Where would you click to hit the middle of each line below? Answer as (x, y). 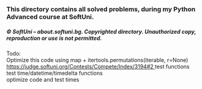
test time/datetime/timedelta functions (54, 73)
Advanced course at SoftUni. (50, 17)
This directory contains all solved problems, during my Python (101, 9)
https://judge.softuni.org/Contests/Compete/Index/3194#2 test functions (98, 66)
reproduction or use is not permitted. (54, 38)
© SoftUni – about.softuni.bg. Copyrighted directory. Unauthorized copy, (101, 31)
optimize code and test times (43, 79)
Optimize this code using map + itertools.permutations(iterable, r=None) (97, 60)
